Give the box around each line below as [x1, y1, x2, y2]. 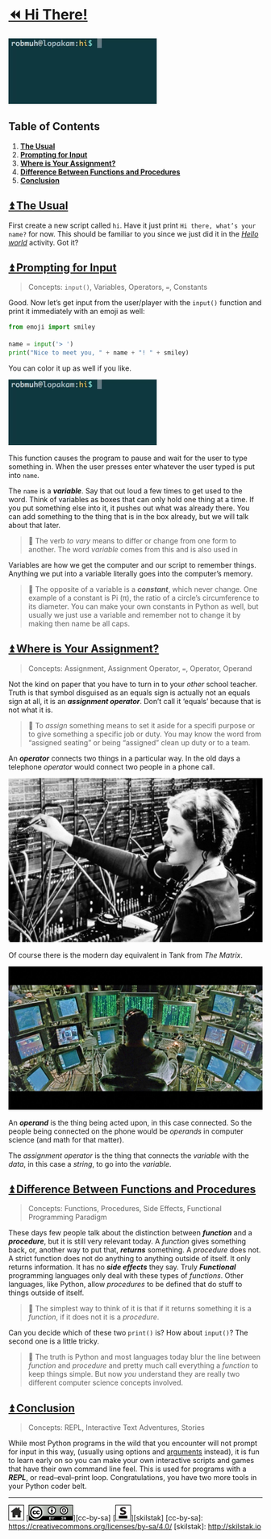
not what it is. [8, 705, 54, 715]
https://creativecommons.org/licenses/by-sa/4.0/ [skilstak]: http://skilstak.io [8, 1522, 262, 1532]
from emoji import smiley [8, 323, 95, 331]
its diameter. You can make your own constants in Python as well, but [27, 602, 259, 611]
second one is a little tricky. [8, 1336, 99, 1346]
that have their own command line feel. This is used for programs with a [8, 1464, 247, 1474]
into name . [8, 470, 40, 480]
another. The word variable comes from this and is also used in [27, 544, 238, 554]
